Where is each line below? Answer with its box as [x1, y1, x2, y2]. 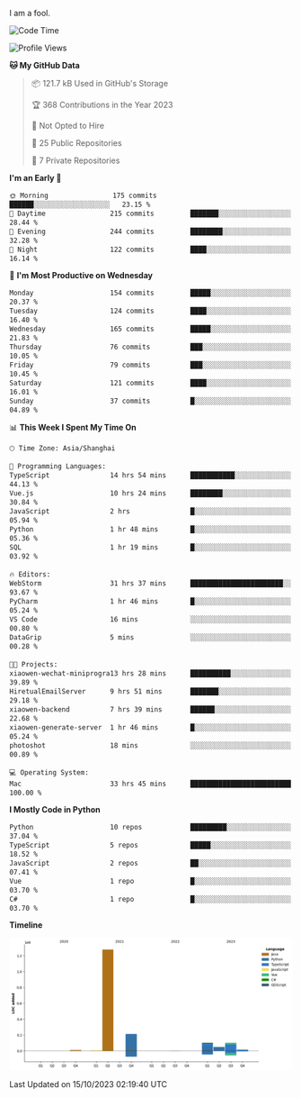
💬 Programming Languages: [9, 462, 106, 471]
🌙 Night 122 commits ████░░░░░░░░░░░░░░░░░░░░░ [9, 245, 292, 254]
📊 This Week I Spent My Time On [9, 422, 137, 432]
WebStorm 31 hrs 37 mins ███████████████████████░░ [9, 579, 292, 588]
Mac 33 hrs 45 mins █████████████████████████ [9, 779, 292, 788]
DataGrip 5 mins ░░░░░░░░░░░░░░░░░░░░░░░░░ [9, 633, 292, 642]
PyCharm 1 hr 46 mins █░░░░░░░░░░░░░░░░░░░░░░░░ [9, 597, 292, 606]
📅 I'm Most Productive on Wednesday [9, 270, 153, 280]
